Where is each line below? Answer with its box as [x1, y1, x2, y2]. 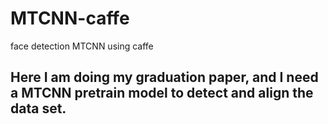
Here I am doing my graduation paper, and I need [10, 69, 319, 86]
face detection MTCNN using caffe [10, 40, 154, 52]
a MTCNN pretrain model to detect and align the [10, 85, 314, 102]
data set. [10, 100, 67, 117]
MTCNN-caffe [10, 7, 130, 30]
